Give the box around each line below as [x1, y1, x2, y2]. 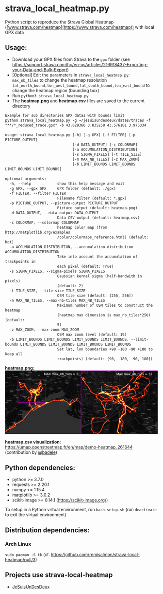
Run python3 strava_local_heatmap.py [12, 93, 89, 98]
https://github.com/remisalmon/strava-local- [50, 551, 140, 557]
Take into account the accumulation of [57, 254, 138, 259]
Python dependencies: [5, 464, 76, 472]
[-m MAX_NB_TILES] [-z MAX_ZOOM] [72, 157, 140, 162]
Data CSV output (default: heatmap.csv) [57, 215, 140, 220]
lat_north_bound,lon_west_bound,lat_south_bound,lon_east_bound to [12, 82, 150, 88]
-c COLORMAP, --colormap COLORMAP [9, 220, 79, 225]
